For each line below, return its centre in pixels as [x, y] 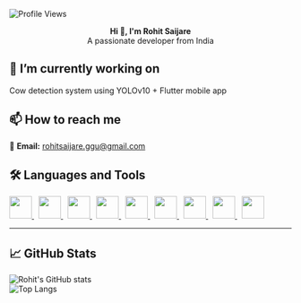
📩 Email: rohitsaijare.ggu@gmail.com [77, 146]
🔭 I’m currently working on [85, 69]
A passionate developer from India [150, 41]
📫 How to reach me [65, 120]
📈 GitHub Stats [53, 253]
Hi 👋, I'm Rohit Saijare [150, 31]
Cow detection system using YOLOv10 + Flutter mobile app [118, 91]
